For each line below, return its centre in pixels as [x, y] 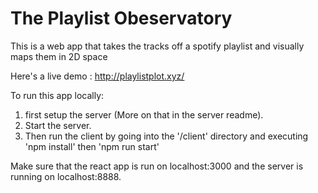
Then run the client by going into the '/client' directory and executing [166, 136]
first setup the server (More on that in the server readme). [144, 114]
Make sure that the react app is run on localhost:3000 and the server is [157, 166]
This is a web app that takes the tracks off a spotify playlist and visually [157, 46]
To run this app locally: [57, 95]
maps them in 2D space [59, 56]
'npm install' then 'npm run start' [92, 146]
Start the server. [58, 125]
